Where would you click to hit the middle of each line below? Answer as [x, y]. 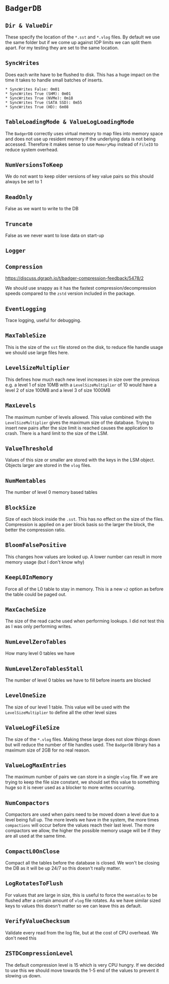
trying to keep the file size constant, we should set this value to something [82, 782]
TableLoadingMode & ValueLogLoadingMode [70, 122]
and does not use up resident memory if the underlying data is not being [80, 139]
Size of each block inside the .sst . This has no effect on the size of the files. [84, 519]
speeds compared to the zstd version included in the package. [70, 293]
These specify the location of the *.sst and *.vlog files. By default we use [83, 37]
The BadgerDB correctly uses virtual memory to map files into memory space [84, 133]
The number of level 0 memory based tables [51, 492]
